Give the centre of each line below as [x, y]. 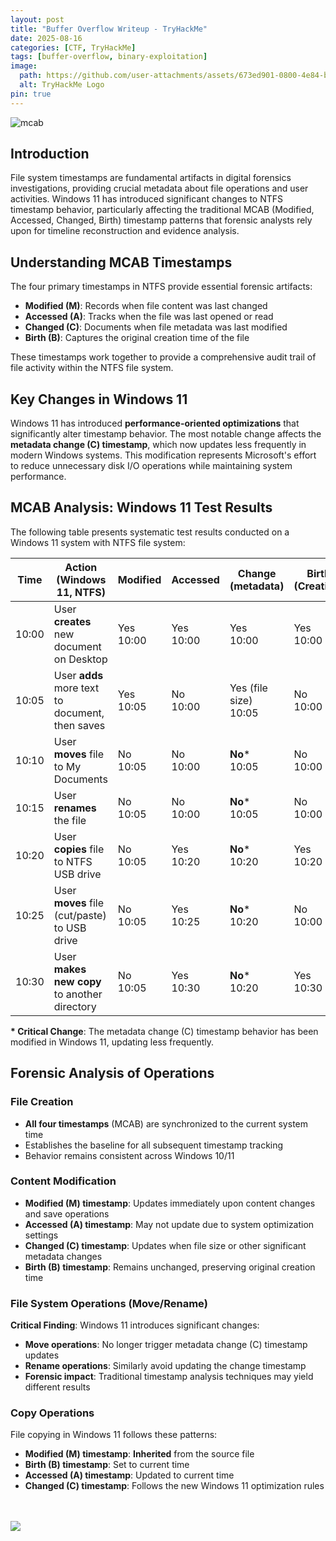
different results [57, 1387]
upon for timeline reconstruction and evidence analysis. [125, 231]
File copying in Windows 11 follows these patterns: [114, 1435]
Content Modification [63, 1181]
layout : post [37, 19]
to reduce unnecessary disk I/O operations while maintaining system [151, 466]
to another [78, 994]
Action [81, 567]
